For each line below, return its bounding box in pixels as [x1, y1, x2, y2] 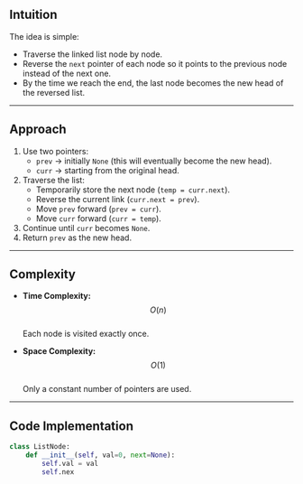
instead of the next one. [22, 68, 111, 79]
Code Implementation [9, 418, 133, 433]
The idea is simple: [9, 31, 79, 42]
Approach [9, 122, 67, 137]
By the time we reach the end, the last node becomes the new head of [22, 77, 284, 88]
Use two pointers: [22, 145, 88, 156]
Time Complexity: [22, 291, 92, 302]
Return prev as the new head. [22, 232, 133, 243]
